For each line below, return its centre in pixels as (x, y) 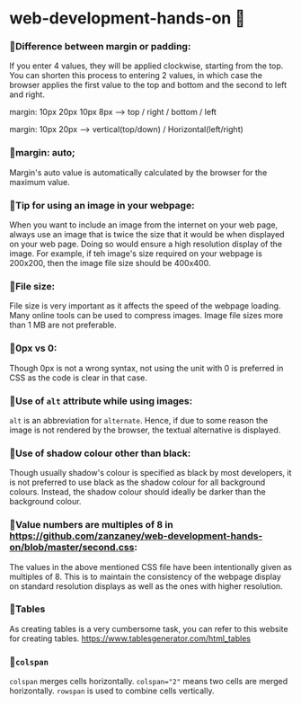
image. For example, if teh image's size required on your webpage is (136, 254)
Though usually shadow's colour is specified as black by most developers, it (150, 473)
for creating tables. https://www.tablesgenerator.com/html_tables (130, 638)
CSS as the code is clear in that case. (79, 378)
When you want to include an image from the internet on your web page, (144, 225)
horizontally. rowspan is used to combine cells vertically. (112, 691)
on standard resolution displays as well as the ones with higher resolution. (146, 586)
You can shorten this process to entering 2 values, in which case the (136, 76)
